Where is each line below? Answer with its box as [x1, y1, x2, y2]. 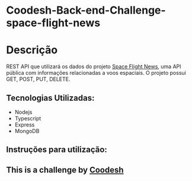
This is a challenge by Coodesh [6, 164, 124, 175]
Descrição [6, 43, 58, 57]
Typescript [14, 115, 41, 122]
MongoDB [14, 127, 40, 134]
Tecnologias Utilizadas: [6, 93, 95, 103]
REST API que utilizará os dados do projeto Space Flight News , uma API [6, 63, 182, 70]
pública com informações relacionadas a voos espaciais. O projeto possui [6, 69, 187, 77]
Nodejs [14, 108, 33, 116]
